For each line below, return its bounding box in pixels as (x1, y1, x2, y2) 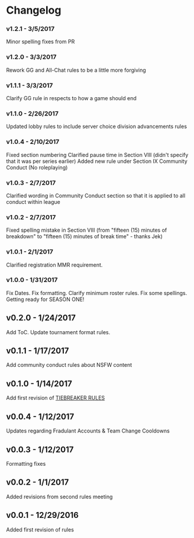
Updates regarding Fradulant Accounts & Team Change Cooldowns (6, 427, 170, 434)
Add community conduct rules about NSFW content (6, 361, 132, 369)
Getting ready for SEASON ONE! (6, 296, 85, 303)
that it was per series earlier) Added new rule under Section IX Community (6, 158, 187, 165)
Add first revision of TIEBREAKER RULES (6, 395, 105, 402)
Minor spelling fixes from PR (6, 38, 75, 45)
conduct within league (6, 198, 60, 205)
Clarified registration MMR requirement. (6, 261, 103, 268)
